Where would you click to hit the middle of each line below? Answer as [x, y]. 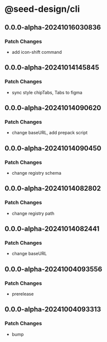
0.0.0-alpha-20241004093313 [53, 309]
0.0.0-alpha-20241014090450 [53, 148]
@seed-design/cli [42, 9]
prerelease [23, 294]
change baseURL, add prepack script [50, 133]
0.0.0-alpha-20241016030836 [53, 27]
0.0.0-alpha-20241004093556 [53, 269]
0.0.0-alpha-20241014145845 [52, 68]
